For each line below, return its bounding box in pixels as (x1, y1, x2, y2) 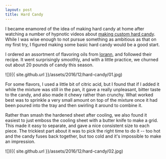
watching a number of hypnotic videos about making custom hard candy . (5, 31, 156, 37)
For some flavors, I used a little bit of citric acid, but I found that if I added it (5, 81, 160, 87)
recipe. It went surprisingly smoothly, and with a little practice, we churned (5, 56, 159, 62)
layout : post (5, 7, 32, 12)
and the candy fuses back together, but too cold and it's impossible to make (5, 133, 162, 139)
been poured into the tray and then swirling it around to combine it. (5, 102, 143, 108)
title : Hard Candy (5, 12, 43, 17)
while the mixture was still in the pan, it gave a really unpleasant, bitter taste (5, 86, 161, 92)
